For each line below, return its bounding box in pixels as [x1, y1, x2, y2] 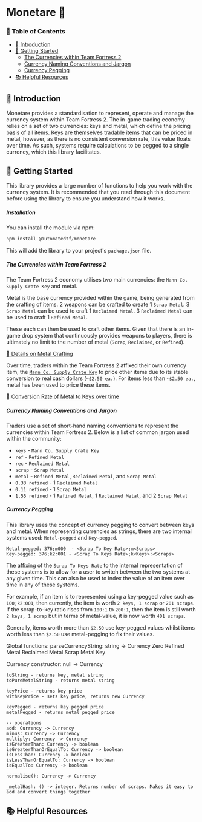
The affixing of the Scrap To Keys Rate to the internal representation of [6, 562, 183, 569]
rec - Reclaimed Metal [15, 460, 70, 467]
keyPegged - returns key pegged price [6, 704, 104, 710]
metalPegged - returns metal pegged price [6, 709, 115, 715]
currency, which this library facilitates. [6, 148, 102, 155]
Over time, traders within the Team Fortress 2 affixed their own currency [6, 361, 186, 369]
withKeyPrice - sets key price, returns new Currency [6, 693, 145, 699]
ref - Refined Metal [15, 453, 65, 460]
